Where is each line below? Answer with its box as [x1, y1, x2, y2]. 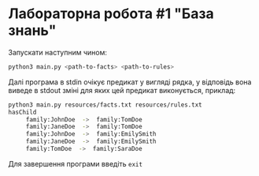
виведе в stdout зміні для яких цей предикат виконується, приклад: [8, 85, 236, 95]
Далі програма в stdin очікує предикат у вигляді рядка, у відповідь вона [8, 77, 252, 87]
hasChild [8, 108, 37, 116]
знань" [8, 21, 57, 39]
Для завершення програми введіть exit [8, 159, 143, 168]
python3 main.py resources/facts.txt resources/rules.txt [8, 100, 202, 109]
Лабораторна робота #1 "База [8, 5, 214, 23]
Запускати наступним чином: [8, 47, 108, 57]
